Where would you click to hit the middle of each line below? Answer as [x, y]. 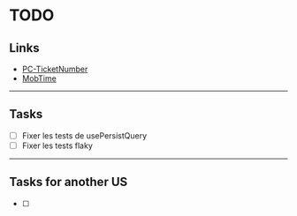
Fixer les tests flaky [57, 145]
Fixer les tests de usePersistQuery [84, 135]
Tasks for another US [69, 182]
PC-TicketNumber [55, 69]
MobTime [39, 78]
